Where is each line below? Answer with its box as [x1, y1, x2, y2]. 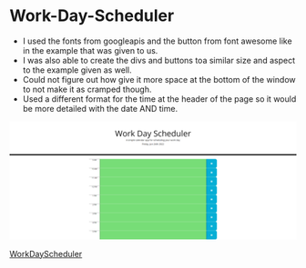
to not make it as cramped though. [22, 84, 152, 94]
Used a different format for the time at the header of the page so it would [22, 93, 297, 104]
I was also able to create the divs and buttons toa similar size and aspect [22, 55, 296, 65]
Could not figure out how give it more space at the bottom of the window [22, 74, 296, 84]
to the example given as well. [22, 65, 132, 75]
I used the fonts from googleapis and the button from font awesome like [22, 35, 293, 46]
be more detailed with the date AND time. [22, 103, 178, 114]
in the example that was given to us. [22, 45, 158, 55]
